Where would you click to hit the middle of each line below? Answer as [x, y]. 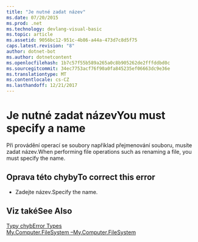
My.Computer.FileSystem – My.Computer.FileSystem [71, 232]
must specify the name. [36, 158]
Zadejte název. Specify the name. [56, 192]
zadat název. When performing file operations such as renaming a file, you [99, 151]
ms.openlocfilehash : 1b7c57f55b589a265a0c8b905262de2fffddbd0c [88, 63]
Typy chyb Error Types [34, 226]
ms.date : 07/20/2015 [33, 18]
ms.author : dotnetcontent [39, 57]
